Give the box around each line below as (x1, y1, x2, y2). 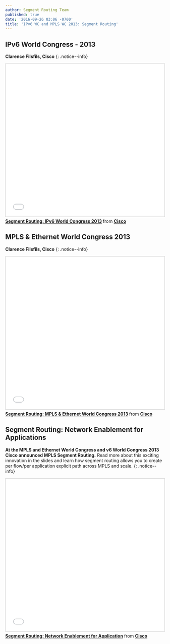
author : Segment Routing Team (5, 7, 69, 13)
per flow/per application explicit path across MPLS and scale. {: (5, 463, 137, 469)
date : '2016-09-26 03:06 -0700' (5, 17, 73, 22)
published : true (5, 12, 39, 17)
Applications (5, 433, 46, 442)
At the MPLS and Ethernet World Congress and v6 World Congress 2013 (5, 446, 159, 453)
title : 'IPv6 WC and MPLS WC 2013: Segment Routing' (5, 21, 119, 27)
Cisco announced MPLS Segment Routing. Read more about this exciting (5, 452, 159, 458)
